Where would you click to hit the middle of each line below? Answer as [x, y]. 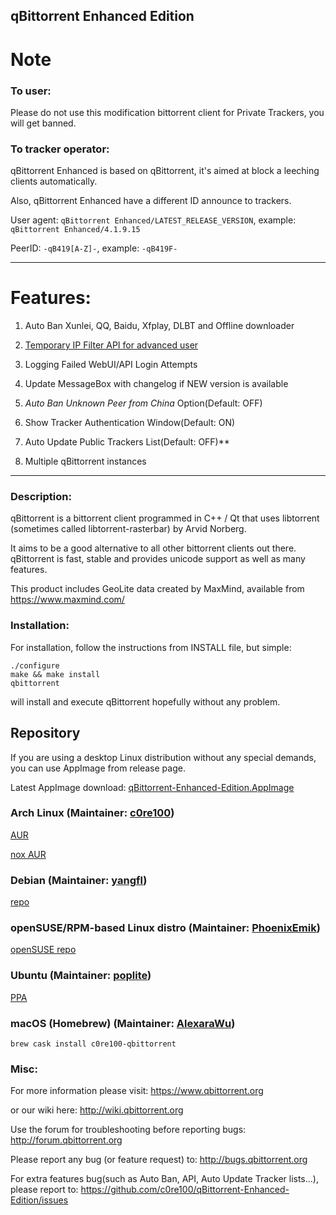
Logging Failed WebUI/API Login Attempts [111, 365]
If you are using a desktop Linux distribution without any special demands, [163, 757]
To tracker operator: [60, 149]
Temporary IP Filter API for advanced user [111, 345]
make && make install [55, 674]
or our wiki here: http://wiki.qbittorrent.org [97, 1110]
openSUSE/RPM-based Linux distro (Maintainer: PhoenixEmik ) [165, 928]
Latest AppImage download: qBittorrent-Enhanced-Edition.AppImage [152, 787]
